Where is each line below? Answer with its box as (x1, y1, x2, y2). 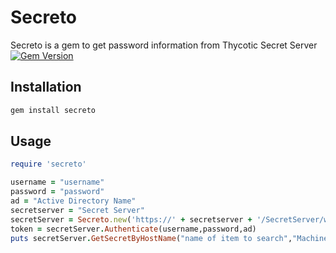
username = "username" (10, 177, 105, 188)
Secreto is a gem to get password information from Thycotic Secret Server (10, 39, 318, 51)
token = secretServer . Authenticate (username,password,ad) (10, 224, 257, 234)
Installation (10, 79, 82, 96)
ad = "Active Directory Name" (10, 196, 137, 206)
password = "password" (10, 187, 105, 197)
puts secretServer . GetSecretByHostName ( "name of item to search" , (10, 233, 293, 243)
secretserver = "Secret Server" (10, 205, 145, 215)
